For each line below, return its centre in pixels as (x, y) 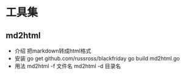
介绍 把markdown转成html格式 (53, 51)
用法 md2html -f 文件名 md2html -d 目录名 (68, 66)
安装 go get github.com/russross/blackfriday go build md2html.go (97, 58)
